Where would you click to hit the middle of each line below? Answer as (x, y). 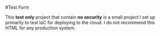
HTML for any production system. (41, 28)
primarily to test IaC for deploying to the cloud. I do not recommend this (80, 23)
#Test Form (17, 7)
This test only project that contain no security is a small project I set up (80, 17)
